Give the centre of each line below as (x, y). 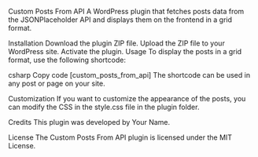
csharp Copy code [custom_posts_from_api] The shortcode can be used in (129, 75)
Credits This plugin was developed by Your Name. (89, 122)
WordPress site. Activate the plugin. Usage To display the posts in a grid (125, 51)
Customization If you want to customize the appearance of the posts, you (127, 99)
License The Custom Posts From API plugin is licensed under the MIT (120, 137)
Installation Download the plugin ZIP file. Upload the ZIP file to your (117, 43)
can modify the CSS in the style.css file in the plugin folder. (104, 107)
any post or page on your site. (57, 83)
